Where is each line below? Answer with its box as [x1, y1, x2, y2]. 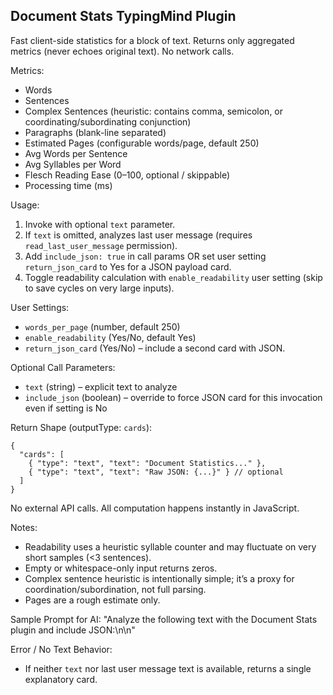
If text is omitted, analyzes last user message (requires [24, 229, 253, 241]
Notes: [10, 521, 38, 533]
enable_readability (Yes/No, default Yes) [24, 331, 197, 343]
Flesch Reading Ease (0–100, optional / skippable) [24, 169, 231, 181]
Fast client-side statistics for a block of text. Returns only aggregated [10, 34, 295, 46]
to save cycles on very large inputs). [24, 282, 175, 294]
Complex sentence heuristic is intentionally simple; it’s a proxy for [24, 572, 295, 584]
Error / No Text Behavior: [10, 643, 113, 655]
